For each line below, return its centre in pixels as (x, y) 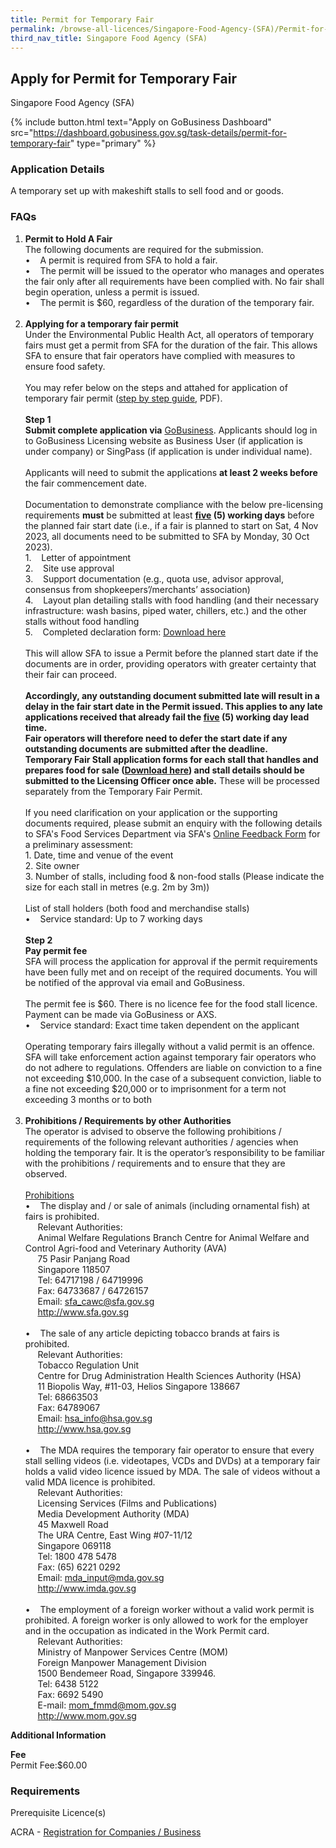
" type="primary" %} (113, 143)
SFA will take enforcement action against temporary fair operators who (170, 1057)
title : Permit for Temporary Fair (82, 19)
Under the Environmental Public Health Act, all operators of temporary (169, 334)
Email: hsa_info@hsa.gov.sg (95, 1418)
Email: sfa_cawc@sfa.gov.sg (96, 1301)
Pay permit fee (56, 950)
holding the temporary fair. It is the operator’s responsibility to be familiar (174, 1152)
